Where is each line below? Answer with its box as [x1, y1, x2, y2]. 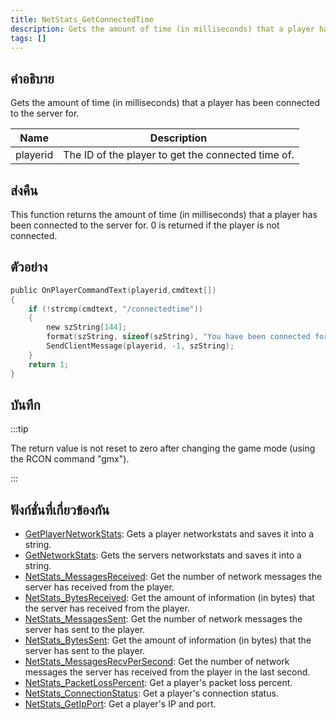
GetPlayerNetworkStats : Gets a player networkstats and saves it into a [24, 528, 315, 540]
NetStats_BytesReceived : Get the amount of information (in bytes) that [24, 592, 315, 604]
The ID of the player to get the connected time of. [63, 148, 295, 162]
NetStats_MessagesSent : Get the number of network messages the [24, 613, 303, 625]
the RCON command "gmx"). [10, 453, 130, 465]
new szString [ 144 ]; [46, 322, 128, 333]
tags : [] [10, 33, 47, 43]
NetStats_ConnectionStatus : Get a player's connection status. [24, 687, 279, 700]
